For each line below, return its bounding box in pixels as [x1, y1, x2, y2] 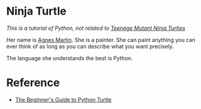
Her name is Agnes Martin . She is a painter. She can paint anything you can [6, 36, 196, 43]
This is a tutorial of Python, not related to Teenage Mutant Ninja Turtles [6, 24, 186, 32]
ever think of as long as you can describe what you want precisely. [6, 43, 174, 50]
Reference [6, 76, 60, 90]
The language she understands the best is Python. [6, 54, 133, 62]
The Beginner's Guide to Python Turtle [15, 96, 111, 103]
